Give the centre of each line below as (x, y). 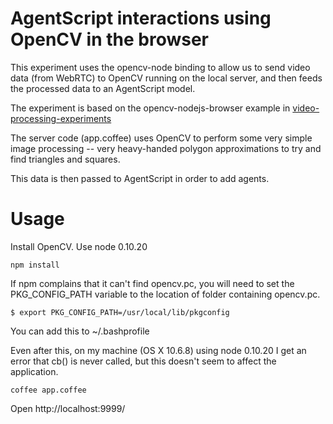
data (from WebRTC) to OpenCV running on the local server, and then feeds (166, 78)
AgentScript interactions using (141, 18)
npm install (35, 265)
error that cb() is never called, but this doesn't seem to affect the (143, 361)
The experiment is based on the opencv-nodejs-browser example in (150, 108)
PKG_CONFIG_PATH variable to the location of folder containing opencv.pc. (165, 294)
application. (34, 371)
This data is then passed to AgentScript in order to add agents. (140, 178)
